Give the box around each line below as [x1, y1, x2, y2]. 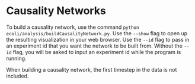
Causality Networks [6, 4, 107, 18]
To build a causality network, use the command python [6, 23, 139, 31]
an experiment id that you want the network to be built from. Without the [6, 42, 183, 49]
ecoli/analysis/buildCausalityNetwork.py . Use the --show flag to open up [6, 29, 188, 36]
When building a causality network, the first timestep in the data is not [6, 66, 177, 73]
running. [6, 55, 27, 62]
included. [6, 72, 29, 79]
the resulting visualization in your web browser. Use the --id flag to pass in [6, 36, 190, 43]
